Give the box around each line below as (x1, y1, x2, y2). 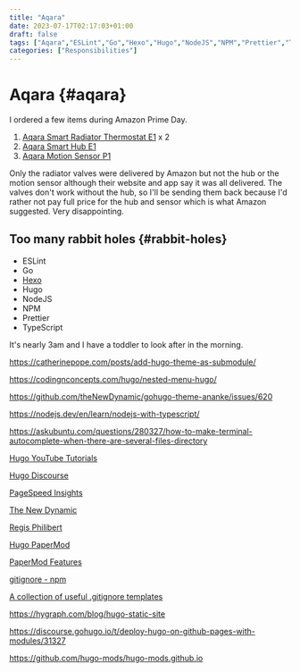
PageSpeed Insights (9, 487, 83, 498)
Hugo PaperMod (9, 539, 71, 550)
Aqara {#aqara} (9, 85, 127, 105)
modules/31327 (9, 635, 66, 646)
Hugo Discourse (9, 470, 69, 481)
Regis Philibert (9, 522, 62, 533)
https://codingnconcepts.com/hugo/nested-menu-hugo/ (9, 374, 217, 384)
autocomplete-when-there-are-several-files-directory (9, 435, 208, 446)
